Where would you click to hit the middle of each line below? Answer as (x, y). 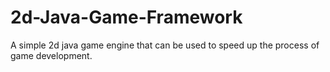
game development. (51, 55)
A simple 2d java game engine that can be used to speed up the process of (165, 45)
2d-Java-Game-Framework (126, 17)
